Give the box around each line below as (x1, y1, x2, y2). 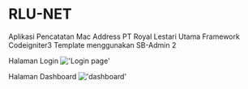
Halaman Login (8, 56, 59, 66)
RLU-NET (8, 5, 72, 23)
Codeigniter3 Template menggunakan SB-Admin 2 (8, 40, 177, 49)
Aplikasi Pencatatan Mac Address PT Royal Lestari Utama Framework (8, 32, 241, 41)
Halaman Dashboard (8, 71, 77, 81)
